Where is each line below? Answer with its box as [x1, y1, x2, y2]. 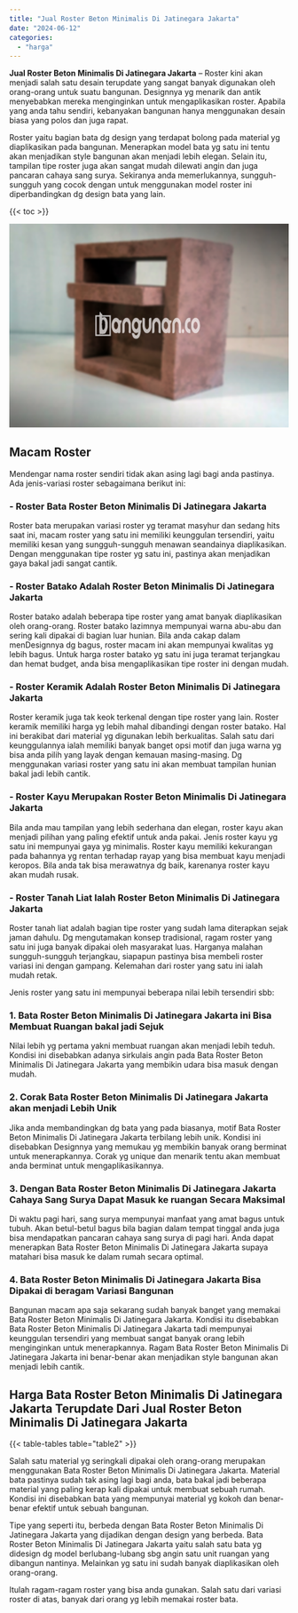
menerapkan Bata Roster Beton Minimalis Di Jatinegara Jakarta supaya [9, 1242, 269, 1252]
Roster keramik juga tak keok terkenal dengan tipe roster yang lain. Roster [9, 711, 279, 723]
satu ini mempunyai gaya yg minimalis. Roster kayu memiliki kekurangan [9, 840, 273, 852]
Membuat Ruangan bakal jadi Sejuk [9, 1021, 164, 1032]
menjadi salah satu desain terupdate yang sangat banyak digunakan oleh [9, 77, 276, 88]
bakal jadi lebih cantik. [9, 768, 91, 779]
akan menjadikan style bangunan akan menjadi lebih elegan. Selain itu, [9, 151, 268, 162]
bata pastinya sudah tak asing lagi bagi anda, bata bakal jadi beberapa [9, 1474, 267, 1485]
